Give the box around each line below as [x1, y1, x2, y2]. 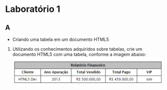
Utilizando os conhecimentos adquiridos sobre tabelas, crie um [12, 46, 143, 52]
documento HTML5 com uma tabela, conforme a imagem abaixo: [12, 51, 146, 57]
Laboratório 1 [5, 3, 61, 15]
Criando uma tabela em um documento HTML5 [12, 36, 109, 42]
